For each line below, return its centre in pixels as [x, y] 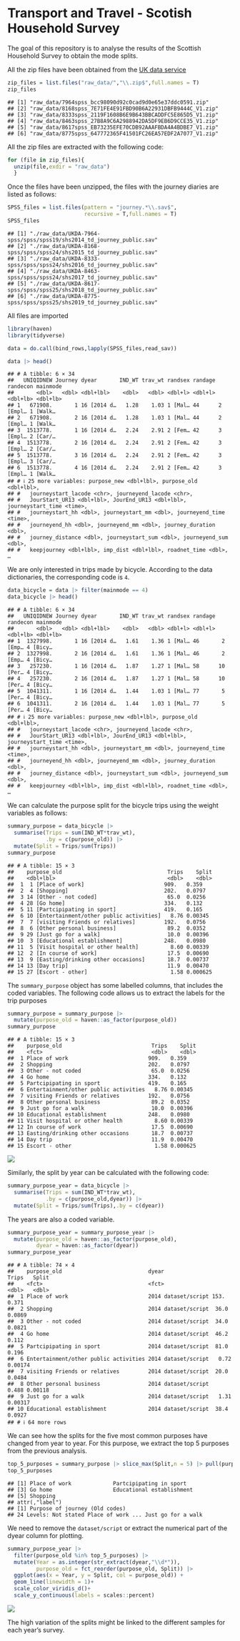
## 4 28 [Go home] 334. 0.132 [105, 903]
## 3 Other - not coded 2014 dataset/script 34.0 [118, 1322]
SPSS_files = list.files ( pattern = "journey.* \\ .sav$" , [92, 208]
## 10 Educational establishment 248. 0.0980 [99, 1115]
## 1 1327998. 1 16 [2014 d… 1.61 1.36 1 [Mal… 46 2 [116, 641]
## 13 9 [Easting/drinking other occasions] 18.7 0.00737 [108, 959]
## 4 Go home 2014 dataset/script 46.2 [118, 1334]
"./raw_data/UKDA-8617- [65, 284]
